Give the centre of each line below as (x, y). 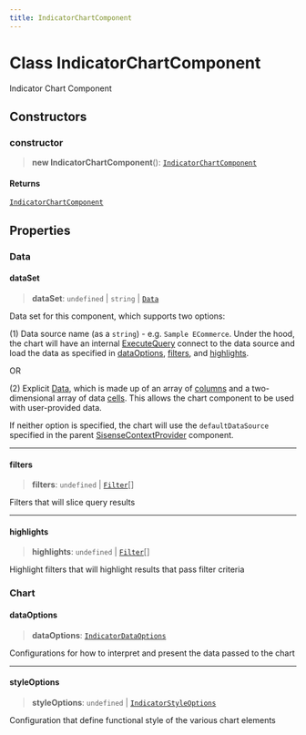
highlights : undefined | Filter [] (91, 552)
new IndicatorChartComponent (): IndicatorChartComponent (144, 163)
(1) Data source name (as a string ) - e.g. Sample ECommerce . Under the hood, (152, 333)
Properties (40, 230)
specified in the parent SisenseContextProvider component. (122, 434)
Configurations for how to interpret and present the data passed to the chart (152, 653)
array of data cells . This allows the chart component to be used (175, 398)
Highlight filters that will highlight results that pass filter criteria (127, 569)
